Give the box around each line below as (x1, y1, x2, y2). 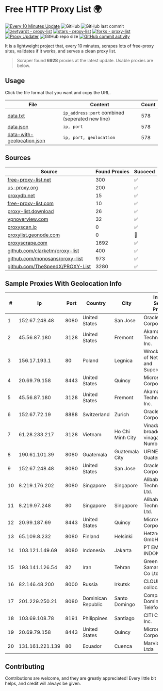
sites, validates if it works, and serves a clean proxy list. (5, 48, 116, 54)
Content (90, 101, 110, 108)
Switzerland (82, 411, 110, 418)
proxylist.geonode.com (7, 231, 60, 238)
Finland (82, 533, 99, 540)
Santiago (114, 615, 135, 622)
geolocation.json (7, 137, 46, 144)
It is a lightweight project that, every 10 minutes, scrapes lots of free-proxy (5, 43, 154, 49)
